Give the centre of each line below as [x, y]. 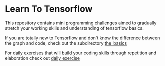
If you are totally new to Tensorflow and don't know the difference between [83, 38]
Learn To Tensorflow [49, 9]
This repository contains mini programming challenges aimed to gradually [81, 23]
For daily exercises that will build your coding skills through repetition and [81, 53]
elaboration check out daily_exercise [43, 58]
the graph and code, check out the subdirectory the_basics [66, 43]
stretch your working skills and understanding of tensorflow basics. [74, 28]
